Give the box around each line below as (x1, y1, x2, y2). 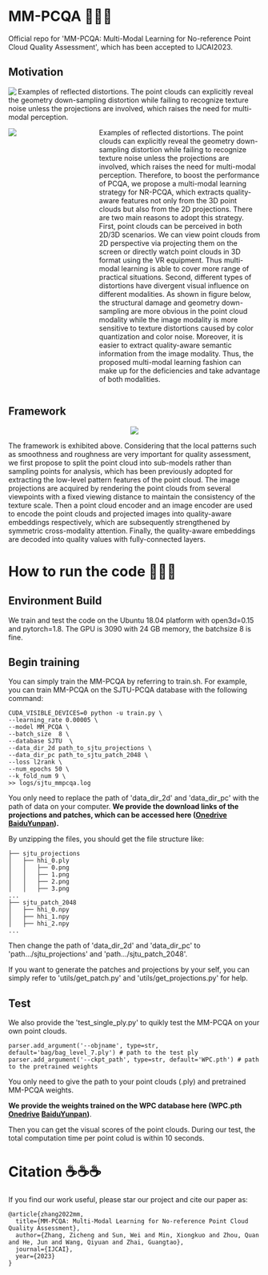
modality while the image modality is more (98, 315, 238, 324)
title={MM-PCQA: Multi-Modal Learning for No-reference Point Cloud (15, 1217, 249, 1225)
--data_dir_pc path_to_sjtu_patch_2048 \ (8, 752, 149, 760)
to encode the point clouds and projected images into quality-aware (8, 508, 232, 519)
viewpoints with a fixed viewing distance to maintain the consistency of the (8, 491, 256, 501)
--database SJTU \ (8, 737, 74, 745)
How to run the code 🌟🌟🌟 (8, 562, 177, 580)
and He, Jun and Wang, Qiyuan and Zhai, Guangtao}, (8, 1238, 184, 1247)
